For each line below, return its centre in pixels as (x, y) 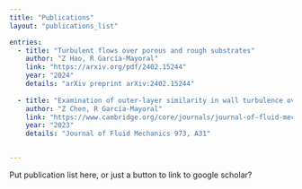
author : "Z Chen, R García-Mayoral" (94, 108)
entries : (26, 42)
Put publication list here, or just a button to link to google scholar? (131, 175)
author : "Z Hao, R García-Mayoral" (92, 59)
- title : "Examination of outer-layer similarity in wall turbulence (150, 100)
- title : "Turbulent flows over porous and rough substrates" (136, 50)
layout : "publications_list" (64, 26)
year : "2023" (50, 125)
